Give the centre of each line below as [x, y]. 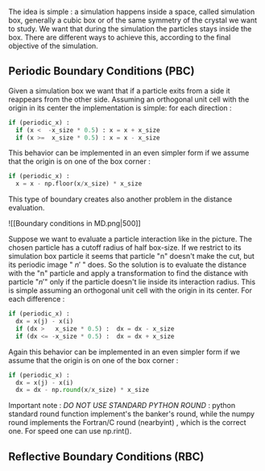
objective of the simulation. [53, 46]
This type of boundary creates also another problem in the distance [120, 199]
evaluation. [27, 208]
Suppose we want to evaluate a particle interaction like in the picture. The [130, 239]
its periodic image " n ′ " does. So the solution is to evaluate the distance [128, 265]
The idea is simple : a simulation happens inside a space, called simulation [132, 12]
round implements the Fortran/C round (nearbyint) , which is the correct [128, 423]
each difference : [37, 299]
